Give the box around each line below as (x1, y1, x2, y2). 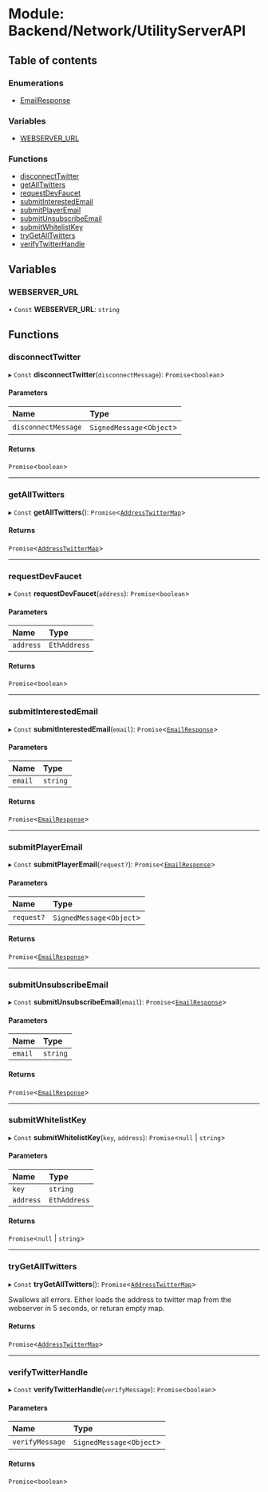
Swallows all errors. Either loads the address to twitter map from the (8, 1294, 232, 1305)
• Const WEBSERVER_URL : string (8, 305, 120, 314)
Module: (8, 5, 65, 23)
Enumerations (8, 77, 64, 89)
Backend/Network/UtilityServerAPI (8, 22, 246, 40)
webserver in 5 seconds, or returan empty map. (8, 1303, 165, 1312)
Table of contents (8, 53, 97, 67)
